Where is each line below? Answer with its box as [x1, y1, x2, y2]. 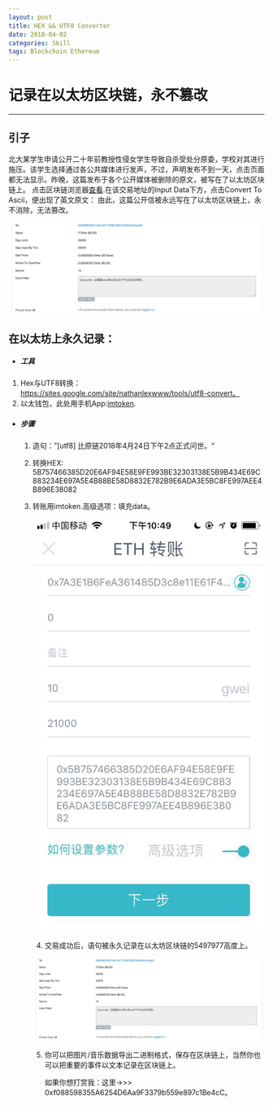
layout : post [8, 13, 53, 21]
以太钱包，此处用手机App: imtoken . [19, 399, 136, 409]
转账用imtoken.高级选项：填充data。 [32, 502, 154, 511]
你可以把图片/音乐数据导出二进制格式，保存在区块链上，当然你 [44, 1050, 254, 1059]
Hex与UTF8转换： [19, 379, 81, 388]
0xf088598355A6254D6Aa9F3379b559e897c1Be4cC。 [44, 1087, 232, 1097]
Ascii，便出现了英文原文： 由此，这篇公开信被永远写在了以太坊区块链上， [8, 195, 254, 204]
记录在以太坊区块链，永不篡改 [8, 86, 209, 105]
